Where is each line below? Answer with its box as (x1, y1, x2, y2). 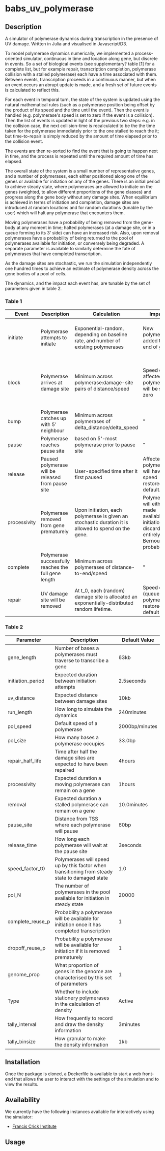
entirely (142, 531, 161, 538)
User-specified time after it (74, 468, 138, 475)
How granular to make (55, 1035, 106, 1042)
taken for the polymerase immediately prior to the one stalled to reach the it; (5, 128, 159, 133)
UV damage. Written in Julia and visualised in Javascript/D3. (5, 41, 128, 47)
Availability (5, 1095, 40, 1104)
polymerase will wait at (55, 842, 108, 849)
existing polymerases (74, 343, 124, 350)
